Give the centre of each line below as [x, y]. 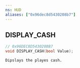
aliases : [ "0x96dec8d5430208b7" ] [41, 15]
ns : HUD [13, 10]
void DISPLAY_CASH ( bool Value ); [39, 51]
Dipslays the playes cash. [34, 60]
